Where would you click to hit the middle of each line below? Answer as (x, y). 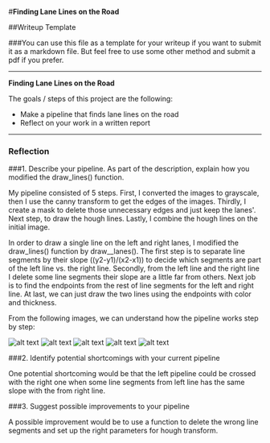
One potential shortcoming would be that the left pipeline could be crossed (132, 374)
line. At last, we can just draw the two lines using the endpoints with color (130, 294)
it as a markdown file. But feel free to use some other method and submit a (132, 51)
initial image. (29, 227)
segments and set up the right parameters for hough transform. (113, 431)
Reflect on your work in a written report (85, 123)
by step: (22, 327)
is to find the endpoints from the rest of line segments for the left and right (131, 286)
